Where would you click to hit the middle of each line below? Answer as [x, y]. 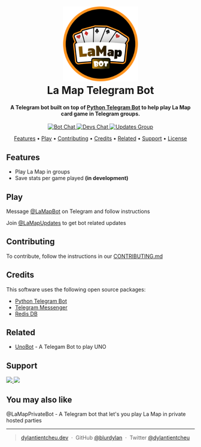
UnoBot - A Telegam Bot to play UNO [60, 347]
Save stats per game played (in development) [71, 178]
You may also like [39, 399]
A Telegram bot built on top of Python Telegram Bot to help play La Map [100, 107]
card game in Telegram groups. [100, 114]
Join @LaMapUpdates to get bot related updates [66, 223]
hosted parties [24, 421]
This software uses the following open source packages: [76, 289]
